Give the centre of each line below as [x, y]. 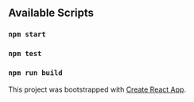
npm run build [35, 73]
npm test [25, 54]
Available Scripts [51, 13]
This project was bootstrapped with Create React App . [97, 89]
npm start [27, 34]
